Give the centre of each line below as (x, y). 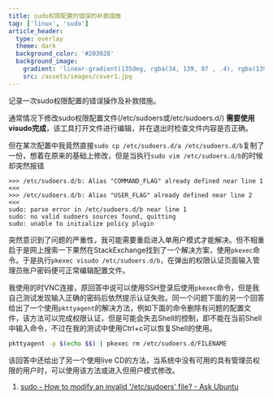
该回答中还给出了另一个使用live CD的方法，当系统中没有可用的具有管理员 (131, 360)
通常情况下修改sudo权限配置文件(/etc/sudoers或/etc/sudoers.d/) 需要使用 (132, 118)
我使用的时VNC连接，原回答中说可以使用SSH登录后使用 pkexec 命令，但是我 (134, 287)
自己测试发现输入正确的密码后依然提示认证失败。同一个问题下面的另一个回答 (136, 297)
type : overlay (39, 39)
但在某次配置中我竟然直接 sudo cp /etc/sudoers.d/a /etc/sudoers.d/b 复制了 (136, 145)
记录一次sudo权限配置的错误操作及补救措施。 (84, 100)
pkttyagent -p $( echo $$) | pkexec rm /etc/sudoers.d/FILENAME (118, 343)
